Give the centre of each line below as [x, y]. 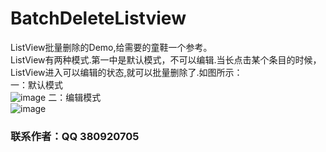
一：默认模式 [36, 84]
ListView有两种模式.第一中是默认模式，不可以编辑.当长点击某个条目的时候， [166, 59]
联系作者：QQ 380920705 [75, 136]
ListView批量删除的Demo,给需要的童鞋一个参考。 [111, 47]
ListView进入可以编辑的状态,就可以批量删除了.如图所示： [126, 72]
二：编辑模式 [75, 97]
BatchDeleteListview [98, 18]
